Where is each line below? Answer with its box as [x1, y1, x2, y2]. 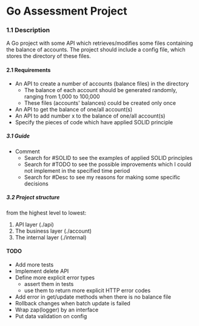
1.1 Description [6, 26, 50, 35]
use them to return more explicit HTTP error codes [24, 287, 150, 294]
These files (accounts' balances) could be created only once [24, 99, 176, 107]
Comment [15, 147, 40, 155]
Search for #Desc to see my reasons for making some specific [24, 173, 181, 181]
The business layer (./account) [15, 227, 92, 235]
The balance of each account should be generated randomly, [24, 86, 178, 93]
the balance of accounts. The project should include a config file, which [6, 46, 186, 53]
